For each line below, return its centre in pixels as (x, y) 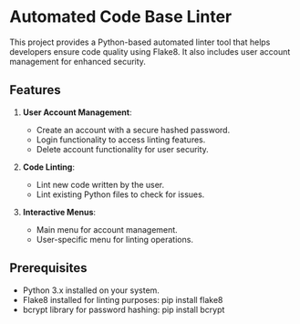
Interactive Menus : (59, 212)
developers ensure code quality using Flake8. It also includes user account (150, 51)
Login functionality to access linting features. (121, 140)
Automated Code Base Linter (121, 17)
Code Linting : (49, 167)
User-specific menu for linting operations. (115, 239)
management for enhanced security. (78, 61)
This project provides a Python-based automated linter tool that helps (140, 42)
